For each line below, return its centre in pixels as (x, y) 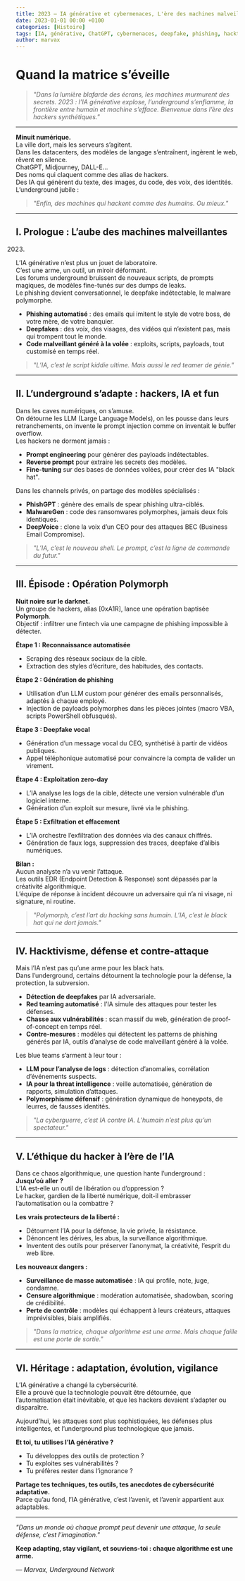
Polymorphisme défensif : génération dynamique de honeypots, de (124, 1099)
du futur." (46, 555)
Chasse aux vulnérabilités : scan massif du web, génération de (118, 1019)
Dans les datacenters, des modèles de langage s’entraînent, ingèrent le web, (127, 152)
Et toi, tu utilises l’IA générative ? (65, 1442)
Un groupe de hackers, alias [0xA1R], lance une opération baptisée (112, 609)
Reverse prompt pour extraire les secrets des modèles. (106, 462)
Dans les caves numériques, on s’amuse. (75, 410)
